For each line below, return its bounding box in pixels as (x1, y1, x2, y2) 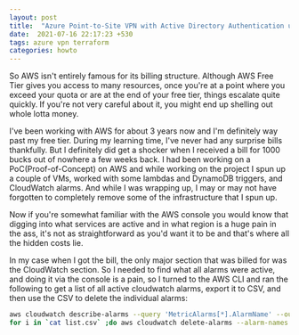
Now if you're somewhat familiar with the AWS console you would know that (9, 209, 289, 220)
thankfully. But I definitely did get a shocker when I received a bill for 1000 (9, 144, 280, 156)
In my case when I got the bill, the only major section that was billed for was (9, 255, 287, 266)
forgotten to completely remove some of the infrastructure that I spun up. (9, 192, 278, 203)
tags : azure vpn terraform (9, 37, 109, 47)
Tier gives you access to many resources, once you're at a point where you (9, 80, 286, 91)
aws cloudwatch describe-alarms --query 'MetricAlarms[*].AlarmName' (9, 310, 273, 319)
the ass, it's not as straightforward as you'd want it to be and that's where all (9, 228, 290, 239)
